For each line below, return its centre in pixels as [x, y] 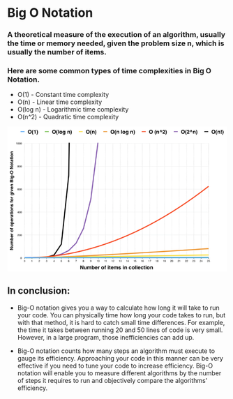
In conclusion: [39, 291]
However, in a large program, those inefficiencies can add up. [106, 337]
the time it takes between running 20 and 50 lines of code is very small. [120, 330]
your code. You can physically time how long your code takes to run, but [121, 315]
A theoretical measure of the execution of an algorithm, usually [116, 35]
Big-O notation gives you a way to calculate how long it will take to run [118, 308]
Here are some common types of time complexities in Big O [109, 71]
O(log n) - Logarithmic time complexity [73, 110]
